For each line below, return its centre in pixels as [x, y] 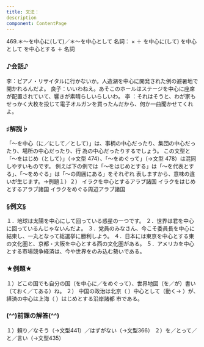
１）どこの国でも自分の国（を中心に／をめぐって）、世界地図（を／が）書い [101, 283]
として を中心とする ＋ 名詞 [41, 49]
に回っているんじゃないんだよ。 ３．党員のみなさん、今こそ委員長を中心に [101, 228]
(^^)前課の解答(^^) [33, 316]
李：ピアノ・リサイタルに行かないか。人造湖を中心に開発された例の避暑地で [102, 81]
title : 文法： [23, 12]
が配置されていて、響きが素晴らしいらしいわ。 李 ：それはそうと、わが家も [101, 96]
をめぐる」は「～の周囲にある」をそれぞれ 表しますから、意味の [108, 173]
